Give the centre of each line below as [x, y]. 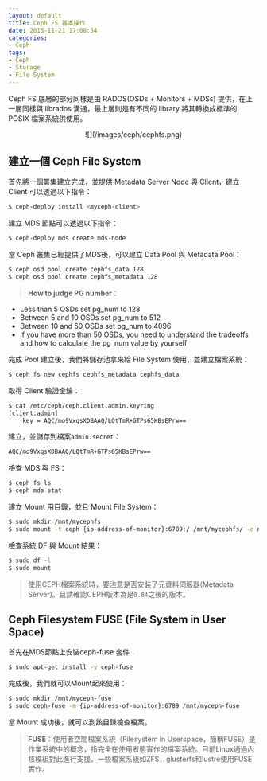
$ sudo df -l [30, 560]
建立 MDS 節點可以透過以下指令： [64, 223]
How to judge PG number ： [73, 293]
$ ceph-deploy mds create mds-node [67, 238]
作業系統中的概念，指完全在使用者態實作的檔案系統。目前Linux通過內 [141, 749]
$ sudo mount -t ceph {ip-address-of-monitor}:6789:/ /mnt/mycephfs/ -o [131, 529]
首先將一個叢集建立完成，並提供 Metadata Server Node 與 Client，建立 [124, 182]
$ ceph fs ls [30, 483]
